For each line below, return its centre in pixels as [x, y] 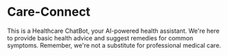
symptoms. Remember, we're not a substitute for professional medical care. [114, 45]
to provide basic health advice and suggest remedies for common [100, 38]
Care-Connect [49, 12]
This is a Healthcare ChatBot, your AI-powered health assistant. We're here [113, 31]
